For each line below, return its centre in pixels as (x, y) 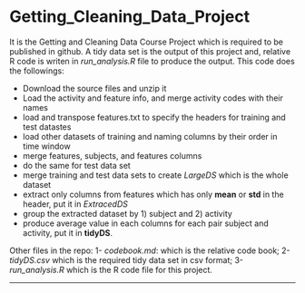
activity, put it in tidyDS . (68, 232)
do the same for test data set (77, 165)
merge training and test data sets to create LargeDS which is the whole (155, 175)
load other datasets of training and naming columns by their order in (150, 136)
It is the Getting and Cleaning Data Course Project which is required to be (147, 42)
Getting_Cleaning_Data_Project (130, 17)
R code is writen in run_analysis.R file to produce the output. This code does (152, 61)
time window (46, 146)
